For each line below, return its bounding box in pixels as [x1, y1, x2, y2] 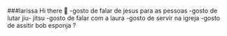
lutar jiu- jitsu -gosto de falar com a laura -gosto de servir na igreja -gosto [7, 14, 221, 22]
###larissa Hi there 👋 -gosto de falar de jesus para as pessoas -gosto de [7, 7, 218, 15]
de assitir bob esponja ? [7, 21, 76, 29]
